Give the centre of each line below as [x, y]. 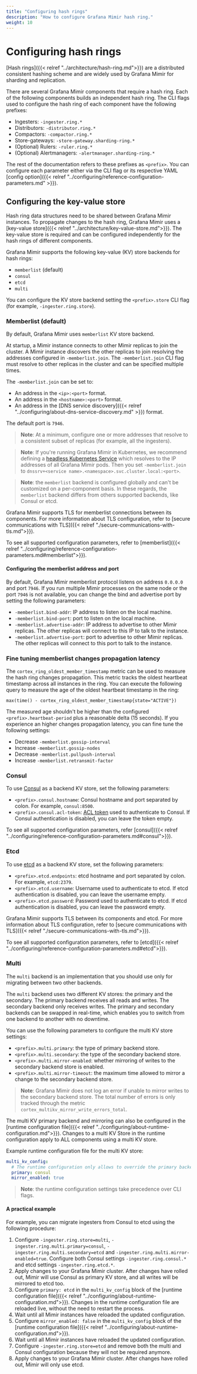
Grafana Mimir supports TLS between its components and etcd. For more [94, 918]
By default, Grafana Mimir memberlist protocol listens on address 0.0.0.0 [95, 582]
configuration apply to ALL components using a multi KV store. [82, 1139]
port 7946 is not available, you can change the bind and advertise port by [94, 594]
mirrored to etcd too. [40, 1283]
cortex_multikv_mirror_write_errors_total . [74, 1109]
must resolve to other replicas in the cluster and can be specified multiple [95, 364]
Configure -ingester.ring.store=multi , [62, 1239]
